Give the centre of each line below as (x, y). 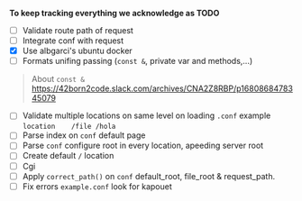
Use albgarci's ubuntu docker (77, 51)
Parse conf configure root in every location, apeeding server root (143, 146)
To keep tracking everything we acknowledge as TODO (114, 13)
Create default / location (68, 156)
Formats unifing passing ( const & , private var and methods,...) (137, 61)
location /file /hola (69, 127)
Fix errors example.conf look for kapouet (97, 186)
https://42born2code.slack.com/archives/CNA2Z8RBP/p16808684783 (162, 88)
